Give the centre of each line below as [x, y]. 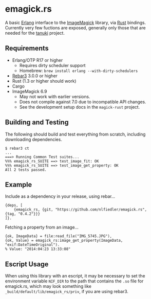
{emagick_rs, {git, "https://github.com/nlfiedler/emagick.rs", [80, 210]
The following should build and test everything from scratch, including [75, 134]
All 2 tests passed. [26, 170]
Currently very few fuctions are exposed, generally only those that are [75, 27]
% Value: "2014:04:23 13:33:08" [38, 249]
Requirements [27, 48]
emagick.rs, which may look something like [48, 286]
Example [19, 184]
